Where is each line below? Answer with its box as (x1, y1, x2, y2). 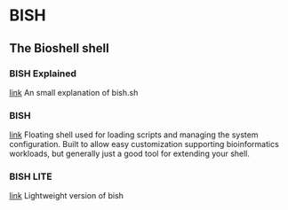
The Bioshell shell (9, 41, 109, 56)
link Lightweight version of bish (9, 191, 124, 201)
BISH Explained (9, 67, 77, 80)
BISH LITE (9, 170, 52, 183)
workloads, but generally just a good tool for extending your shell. (9, 148, 251, 159)
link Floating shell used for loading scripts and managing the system (9, 129, 259, 140)
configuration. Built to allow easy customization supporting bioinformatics (9, 139, 280, 150)
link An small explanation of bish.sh (9, 87, 139, 97)
